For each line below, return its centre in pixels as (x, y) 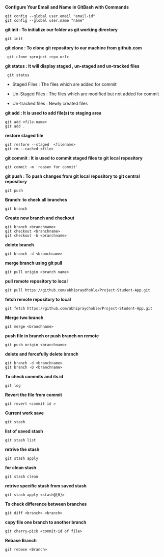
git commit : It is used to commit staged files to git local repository (74, 158)
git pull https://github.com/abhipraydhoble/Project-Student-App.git (78, 290)
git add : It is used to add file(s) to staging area (53, 113)
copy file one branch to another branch (46, 522)
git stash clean (22, 477)
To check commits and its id (34, 377)
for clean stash (21, 468)
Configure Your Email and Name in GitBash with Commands (67, 7)
